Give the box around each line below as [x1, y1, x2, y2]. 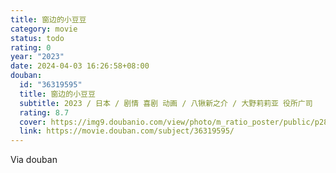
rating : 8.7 [19, 107, 70, 118]
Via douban [10, 154, 58, 166]
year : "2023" [10, 52, 65, 62]
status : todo [10, 33, 65, 43]
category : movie [10, 24, 78, 34]
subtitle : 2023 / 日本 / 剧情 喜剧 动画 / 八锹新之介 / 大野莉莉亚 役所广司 [19, 98, 313, 108]
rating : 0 [10, 42, 52, 53]
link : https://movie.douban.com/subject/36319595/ [19, 126, 235, 136]
